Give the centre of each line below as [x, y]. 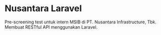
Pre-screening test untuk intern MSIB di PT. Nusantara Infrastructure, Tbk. [81, 22]
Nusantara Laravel [43, 9]
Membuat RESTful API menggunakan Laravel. [51, 27]
